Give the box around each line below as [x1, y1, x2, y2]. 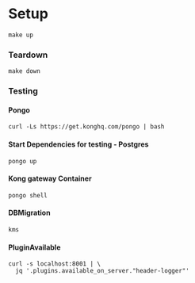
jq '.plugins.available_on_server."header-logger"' [15, 267, 190, 275]
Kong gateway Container [8, 174, 93, 183]
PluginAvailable [8, 243, 61, 252]
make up [8, 31, 34, 39]
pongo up [8, 157, 37, 165]
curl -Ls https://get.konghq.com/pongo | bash [8, 123, 165, 131]
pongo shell [8, 191, 48, 199]
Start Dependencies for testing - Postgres [8, 140, 149, 149]
